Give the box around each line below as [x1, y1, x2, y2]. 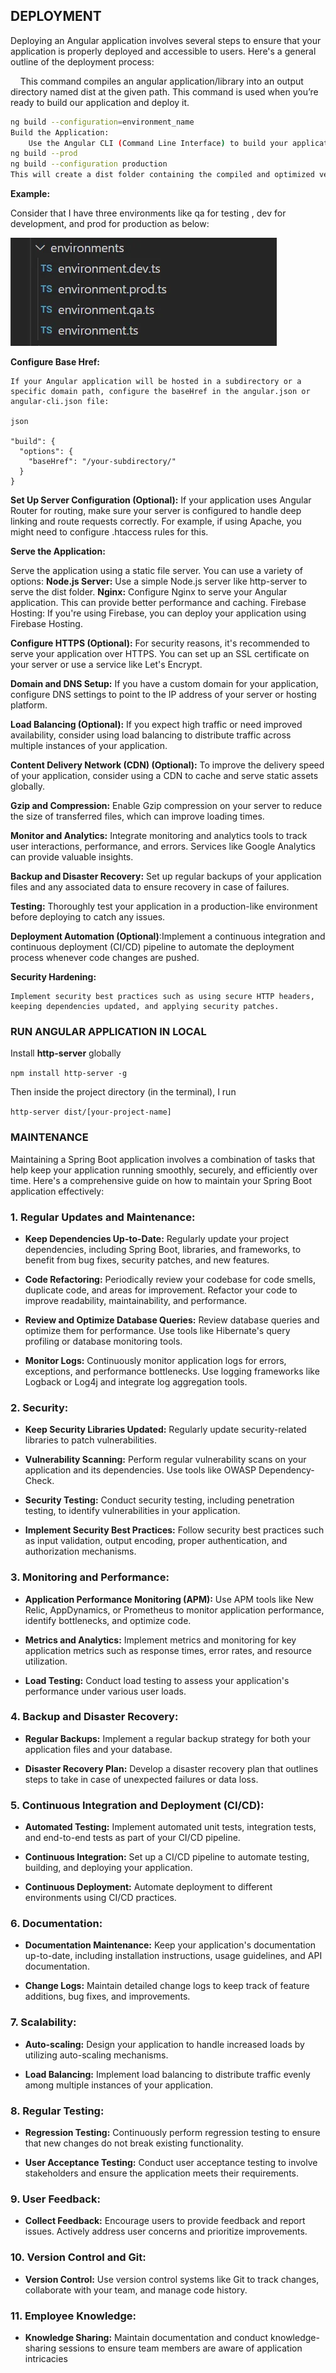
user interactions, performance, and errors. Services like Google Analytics [10, 840, 316, 853]
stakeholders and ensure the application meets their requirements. [24, 2167, 300, 2179]
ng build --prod [10, 149, 78, 159]
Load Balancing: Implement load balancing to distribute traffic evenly [24, 2068, 311, 2080]
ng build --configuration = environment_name [10, 117, 195, 127]
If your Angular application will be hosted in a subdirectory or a [10, 377, 302, 387]
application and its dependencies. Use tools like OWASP [24, 1464, 257, 1476]
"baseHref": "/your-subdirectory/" [28, 457, 177, 467]
